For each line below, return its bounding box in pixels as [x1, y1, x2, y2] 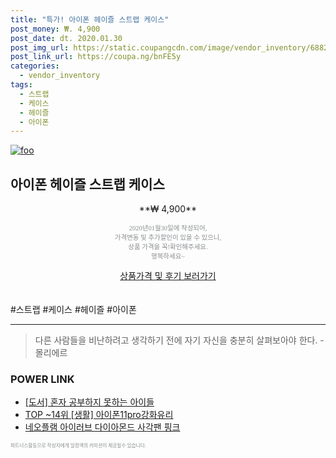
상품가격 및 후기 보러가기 [119, 270, 217, 282]
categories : [10, 61, 60, 71]
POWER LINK [10, 372, 75, 386]
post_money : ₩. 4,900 [10, 24, 101, 34]
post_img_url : [10, 42, 70, 53]
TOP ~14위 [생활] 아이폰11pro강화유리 [24, 409, 174, 421]
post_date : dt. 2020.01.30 [10, 33, 123, 43]
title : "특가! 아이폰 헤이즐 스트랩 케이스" [10, 14, 170, 25]
